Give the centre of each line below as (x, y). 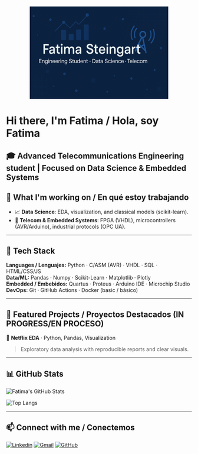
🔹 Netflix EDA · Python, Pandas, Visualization (61, 338)
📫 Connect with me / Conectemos (70, 428)
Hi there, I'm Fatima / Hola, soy (82, 121)
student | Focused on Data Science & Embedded (96, 168)
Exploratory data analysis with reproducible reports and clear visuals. (105, 349)
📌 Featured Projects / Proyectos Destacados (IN (95, 314)
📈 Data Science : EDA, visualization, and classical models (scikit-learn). (101, 212)
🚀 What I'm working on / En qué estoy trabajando (98, 197)
